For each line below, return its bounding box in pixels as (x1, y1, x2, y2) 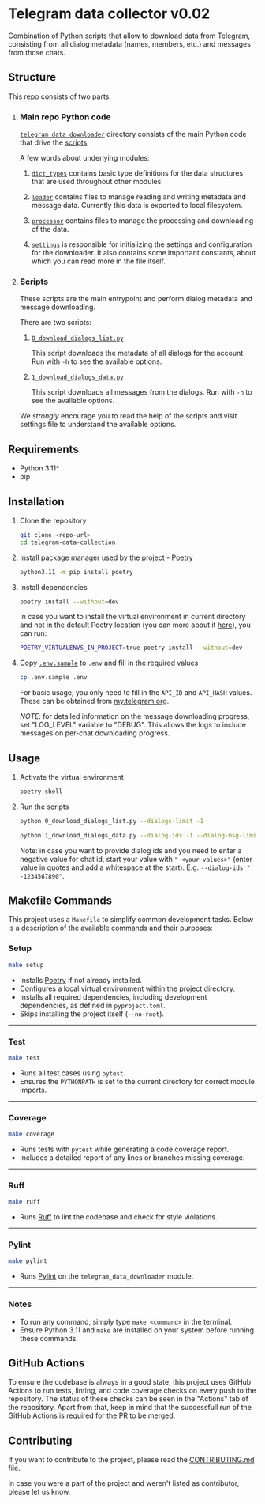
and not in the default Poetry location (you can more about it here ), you (19, 620, 251, 629)
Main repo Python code (19, 111, 112, 123)
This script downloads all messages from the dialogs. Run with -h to (31, 387, 252, 397)
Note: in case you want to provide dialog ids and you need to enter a (19, 845, 242, 855)
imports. (19, 1085, 47, 1094)
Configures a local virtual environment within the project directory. (19, 984, 235, 993)
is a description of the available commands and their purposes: (8, 923, 213, 933)
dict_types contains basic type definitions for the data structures (31, 168, 244, 178)
